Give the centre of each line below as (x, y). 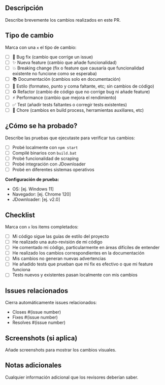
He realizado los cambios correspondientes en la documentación (78, 253)
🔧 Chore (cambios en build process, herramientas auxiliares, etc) (78, 110)
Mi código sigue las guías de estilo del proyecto (61, 236)
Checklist (20, 215)
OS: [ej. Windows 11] (33, 189)
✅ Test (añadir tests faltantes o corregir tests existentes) (69, 104)
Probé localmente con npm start (45, 147)
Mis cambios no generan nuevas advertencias (59, 258)
